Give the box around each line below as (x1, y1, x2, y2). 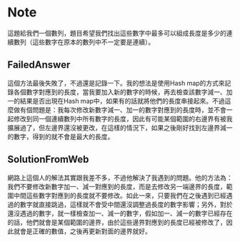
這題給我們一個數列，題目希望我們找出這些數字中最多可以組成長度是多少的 (7, 29, 226, 37)
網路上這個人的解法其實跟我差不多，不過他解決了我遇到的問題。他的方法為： (7, 173, 233, 182)
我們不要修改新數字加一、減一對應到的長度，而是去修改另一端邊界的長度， (7, 182, 226, 191)
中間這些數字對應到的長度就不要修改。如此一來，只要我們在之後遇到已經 (13, 191, 226, 200)
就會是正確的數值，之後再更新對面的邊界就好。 (13, 226, 151, 236)
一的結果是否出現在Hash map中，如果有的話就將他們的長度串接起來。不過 (7, 96, 225, 105)
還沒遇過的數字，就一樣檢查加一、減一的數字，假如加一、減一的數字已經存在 (7, 208, 233, 218)
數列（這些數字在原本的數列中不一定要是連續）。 (13, 37, 155, 46)
